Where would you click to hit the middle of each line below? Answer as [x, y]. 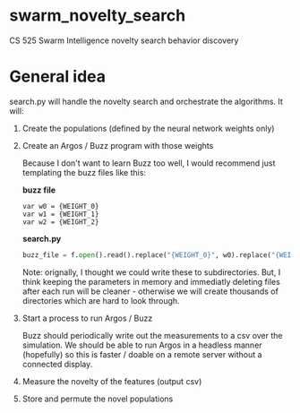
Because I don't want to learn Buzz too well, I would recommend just [149, 163]
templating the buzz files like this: [84, 172]
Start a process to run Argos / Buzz [87, 318]
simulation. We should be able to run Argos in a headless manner [142, 345]
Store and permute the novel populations [98, 399]
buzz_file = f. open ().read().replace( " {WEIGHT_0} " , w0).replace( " [149, 255]
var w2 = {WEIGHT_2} [60, 222]
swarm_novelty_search [98, 16]
